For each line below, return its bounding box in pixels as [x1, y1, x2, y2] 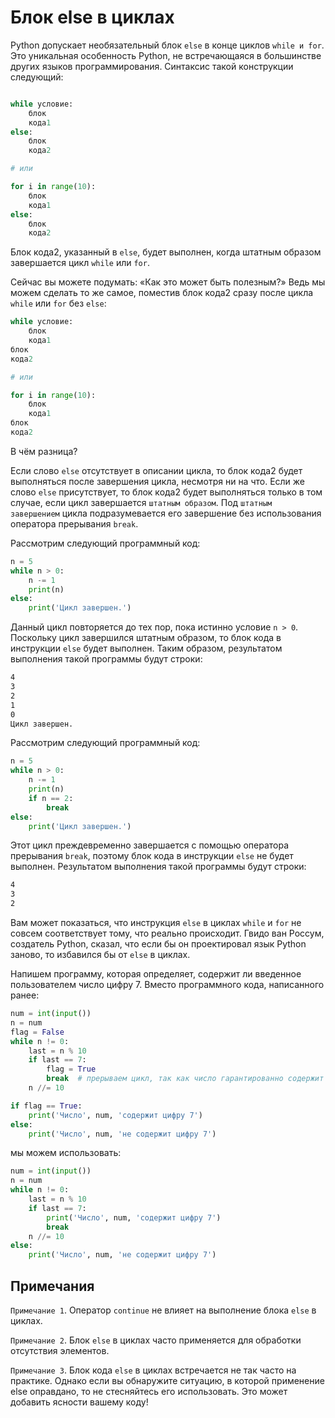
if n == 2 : [28, 793, 74, 803]
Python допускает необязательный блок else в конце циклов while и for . [10, 39, 325, 51]
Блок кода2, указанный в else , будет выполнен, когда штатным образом [10, 246, 322, 258]
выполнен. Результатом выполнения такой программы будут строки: [10, 861, 307, 873]
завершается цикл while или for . [10, 257, 150, 269]
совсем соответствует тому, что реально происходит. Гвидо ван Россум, [10, 927, 325, 940]
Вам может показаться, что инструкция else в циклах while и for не [10, 917, 302, 929]
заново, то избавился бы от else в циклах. [10, 949, 191, 961]
